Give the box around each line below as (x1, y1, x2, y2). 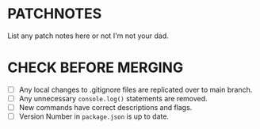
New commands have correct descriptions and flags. (18, 103, 193, 112)
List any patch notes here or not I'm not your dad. (7, 31, 169, 40)
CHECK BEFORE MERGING (7, 59, 184, 77)
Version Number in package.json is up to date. (18, 112, 170, 121)
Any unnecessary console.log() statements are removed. (18, 93, 208, 103)
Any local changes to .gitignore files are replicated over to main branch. (18, 85, 253, 94)
